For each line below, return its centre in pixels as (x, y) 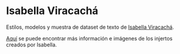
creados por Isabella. (32, 45)
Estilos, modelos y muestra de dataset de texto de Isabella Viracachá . (90, 27)
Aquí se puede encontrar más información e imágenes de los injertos (89, 38)
